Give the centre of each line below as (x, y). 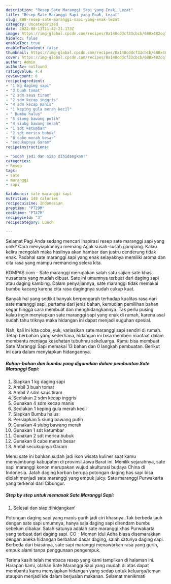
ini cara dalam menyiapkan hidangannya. (48, 352)
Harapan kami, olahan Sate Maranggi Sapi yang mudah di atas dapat (77, 566)
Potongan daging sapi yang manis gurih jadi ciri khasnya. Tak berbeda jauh (84, 518)
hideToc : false (22, 39)
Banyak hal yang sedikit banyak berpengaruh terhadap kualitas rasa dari (81, 299)
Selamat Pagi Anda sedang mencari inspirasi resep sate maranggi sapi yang (85, 241)
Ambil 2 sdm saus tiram (38, 393)
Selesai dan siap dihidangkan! (44, 508)
